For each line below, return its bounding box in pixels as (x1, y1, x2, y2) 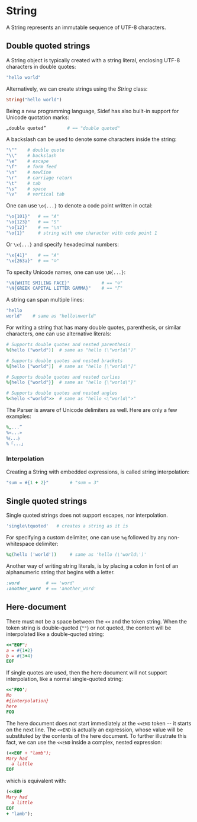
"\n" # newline (6, 169, 51, 175)
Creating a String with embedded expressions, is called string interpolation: (6, 468, 190, 475)
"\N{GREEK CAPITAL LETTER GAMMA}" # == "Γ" (6, 286, 123, 292)
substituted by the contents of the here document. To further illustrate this (6, 732, 187, 739)
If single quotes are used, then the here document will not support (6, 669, 167, 676)
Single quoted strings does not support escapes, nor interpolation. (6, 511, 169, 519)
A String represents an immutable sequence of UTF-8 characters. (6, 24, 166, 31)
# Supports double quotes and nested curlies (6, 374, 120, 380)
